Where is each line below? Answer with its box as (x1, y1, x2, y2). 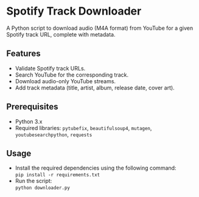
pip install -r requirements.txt (15, 172, 100, 178)
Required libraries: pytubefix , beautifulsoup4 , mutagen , (15, 124, 152, 131)
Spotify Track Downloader (6, 4, 142, 18)
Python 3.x (15, 117, 43, 125)
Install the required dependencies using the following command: (15, 164, 176, 171)
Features (6, 49, 41, 59)
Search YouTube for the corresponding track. (15, 71, 129, 78)
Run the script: (15, 178, 52, 185)
